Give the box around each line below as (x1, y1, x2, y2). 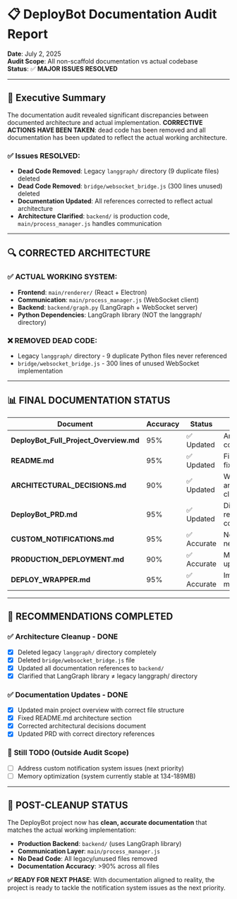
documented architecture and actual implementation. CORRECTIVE (7, 118, 203, 126)
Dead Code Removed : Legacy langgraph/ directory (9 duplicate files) (17, 167, 219, 176)
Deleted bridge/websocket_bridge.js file (17, 656, 135, 664)
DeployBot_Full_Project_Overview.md (11, 435, 140, 445)
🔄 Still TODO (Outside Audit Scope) (7, 748, 129, 758)
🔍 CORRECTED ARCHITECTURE (7, 247, 151, 259)
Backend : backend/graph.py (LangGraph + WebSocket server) (17, 303, 198, 311)
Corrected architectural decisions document (17, 722, 147, 730)
